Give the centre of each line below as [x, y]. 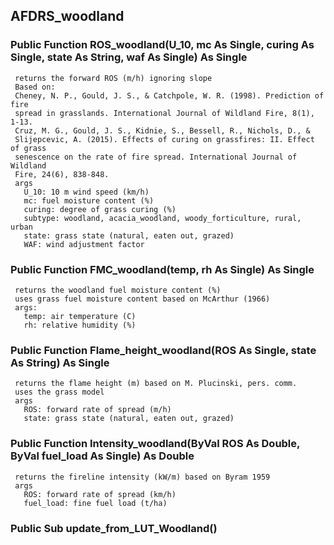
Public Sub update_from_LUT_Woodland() [114, 528]
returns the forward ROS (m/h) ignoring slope [113, 78]
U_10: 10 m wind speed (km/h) [86, 192]
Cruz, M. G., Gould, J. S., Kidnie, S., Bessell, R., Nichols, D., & [162, 130]
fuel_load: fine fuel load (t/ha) [95, 503]
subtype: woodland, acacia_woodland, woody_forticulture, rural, [162, 218]
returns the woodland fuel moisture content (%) [118, 290]
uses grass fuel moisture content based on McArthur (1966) [142, 299]
